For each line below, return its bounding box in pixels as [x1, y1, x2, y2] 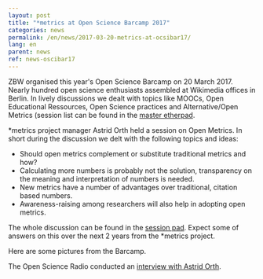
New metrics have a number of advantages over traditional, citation [19, 182, 238, 192]
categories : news [8, 26, 65, 34]
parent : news [8, 48, 51, 56]
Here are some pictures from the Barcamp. [8, 246, 147, 255]
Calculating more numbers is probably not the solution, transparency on [19, 166, 253, 175]
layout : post [8, 11, 51, 20]
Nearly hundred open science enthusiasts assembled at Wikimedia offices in [8, 85, 256, 94]
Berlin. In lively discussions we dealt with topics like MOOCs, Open [8, 94, 224, 103]
